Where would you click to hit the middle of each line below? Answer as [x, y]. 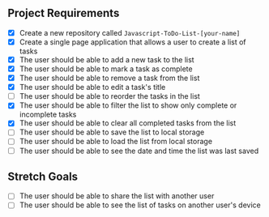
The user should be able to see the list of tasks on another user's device [140, 205]
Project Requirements [64, 13]
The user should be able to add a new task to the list [107, 59]
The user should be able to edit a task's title [92, 87]
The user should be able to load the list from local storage [115, 142]
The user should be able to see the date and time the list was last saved [139, 151]
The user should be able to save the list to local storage [112, 132]
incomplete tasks [48, 115]
